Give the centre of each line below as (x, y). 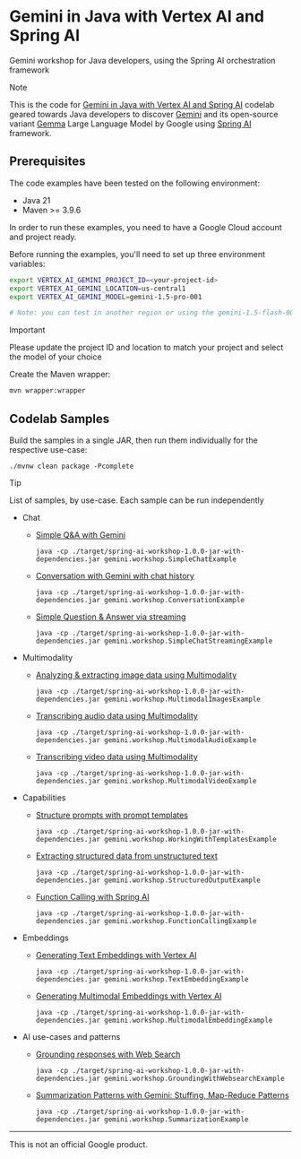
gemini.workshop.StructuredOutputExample (183, 880)
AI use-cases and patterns (71, 1036)
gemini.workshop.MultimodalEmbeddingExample (189, 1020)
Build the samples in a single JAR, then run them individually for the (133, 440)
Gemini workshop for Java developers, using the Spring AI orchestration (142, 60)
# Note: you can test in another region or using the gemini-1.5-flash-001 (154, 313)
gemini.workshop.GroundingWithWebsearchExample (194, 1078)
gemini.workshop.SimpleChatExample (171, 559)
